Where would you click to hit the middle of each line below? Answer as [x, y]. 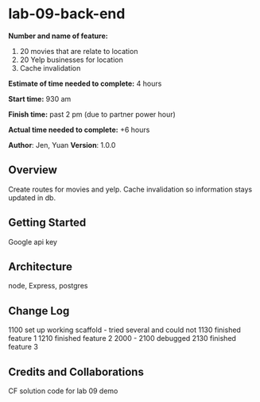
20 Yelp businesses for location [71, 60]
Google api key [33, 242]
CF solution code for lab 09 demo [63, 391]
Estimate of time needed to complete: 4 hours [85, 83]
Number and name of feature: [58, 36]
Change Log [39, 311]
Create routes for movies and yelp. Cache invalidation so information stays [130, 189]
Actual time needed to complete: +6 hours [79, 129]
